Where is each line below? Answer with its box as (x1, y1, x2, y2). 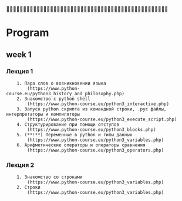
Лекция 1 (6, 67, 33, 75)
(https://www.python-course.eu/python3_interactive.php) (27, 101, 169, 107)
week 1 (6, 49, 32, 59)
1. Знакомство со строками (16, 174, 83, 180)
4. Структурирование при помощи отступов (16, 121, 119, 128)
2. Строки (16, 185, 41, 190)
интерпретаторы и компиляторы (6, 111, 80, 117)
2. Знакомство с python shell (16, 96, 91, 102)
